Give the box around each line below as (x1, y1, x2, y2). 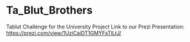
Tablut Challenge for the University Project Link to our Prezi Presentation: (6, 23, 185, 30)
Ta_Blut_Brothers (6, 4, 93, 17)
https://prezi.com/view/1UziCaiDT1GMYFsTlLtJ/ (6, 29, 121, 36)
